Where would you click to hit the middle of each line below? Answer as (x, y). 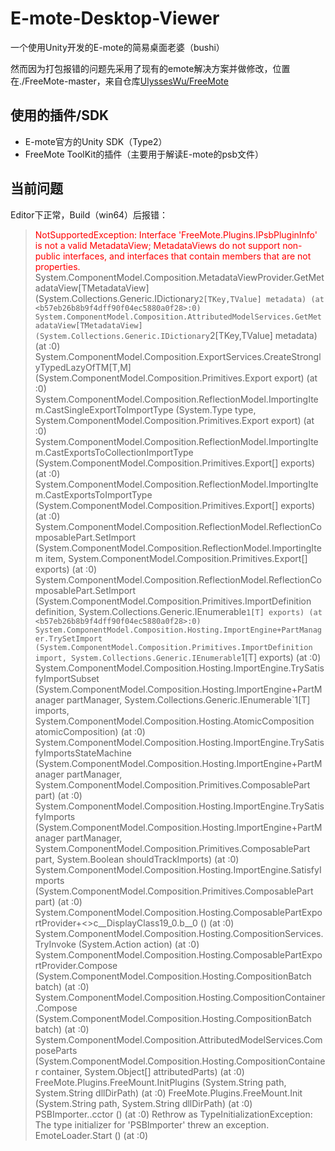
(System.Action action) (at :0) (139, 944)
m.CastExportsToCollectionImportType (114, 452)
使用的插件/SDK (60, 115)
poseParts (56, 1050)
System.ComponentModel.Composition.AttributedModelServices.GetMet (178, 317)
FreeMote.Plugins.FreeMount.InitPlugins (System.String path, (160, 1082)
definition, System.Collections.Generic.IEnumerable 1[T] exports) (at (178, 611)
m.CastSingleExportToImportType (104, 409)
